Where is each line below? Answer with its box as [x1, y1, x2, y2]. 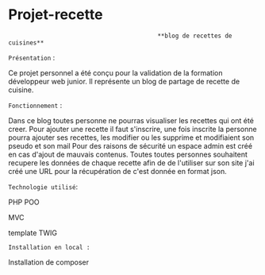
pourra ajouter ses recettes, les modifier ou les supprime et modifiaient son [8, 133, 255, 142]
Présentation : [8, 52, 56, 62]
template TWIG [8, 228, 58, 238]
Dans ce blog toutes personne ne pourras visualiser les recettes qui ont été [8, 115, 254, 125]
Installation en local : [8, 243, 90, 251]
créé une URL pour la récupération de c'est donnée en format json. [8, 166, 228, 176]
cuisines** [8, 38, 44, 47]
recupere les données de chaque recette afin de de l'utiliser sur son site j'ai [8, 157, 255, 168]
